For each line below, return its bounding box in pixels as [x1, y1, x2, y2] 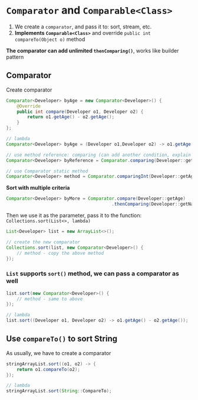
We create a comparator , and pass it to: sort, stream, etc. [14, 23, 152, 30]
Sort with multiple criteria [6, 184, 70, 191]
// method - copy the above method [16, 250, 104, 256]
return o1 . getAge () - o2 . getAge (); [27, 114, 115, 120]
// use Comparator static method [6, 168, 88, 174]
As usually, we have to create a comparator [6, 349, 111, 356]
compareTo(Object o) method [14, 35, 85, 43]
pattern [6, 53, 24, 60]
